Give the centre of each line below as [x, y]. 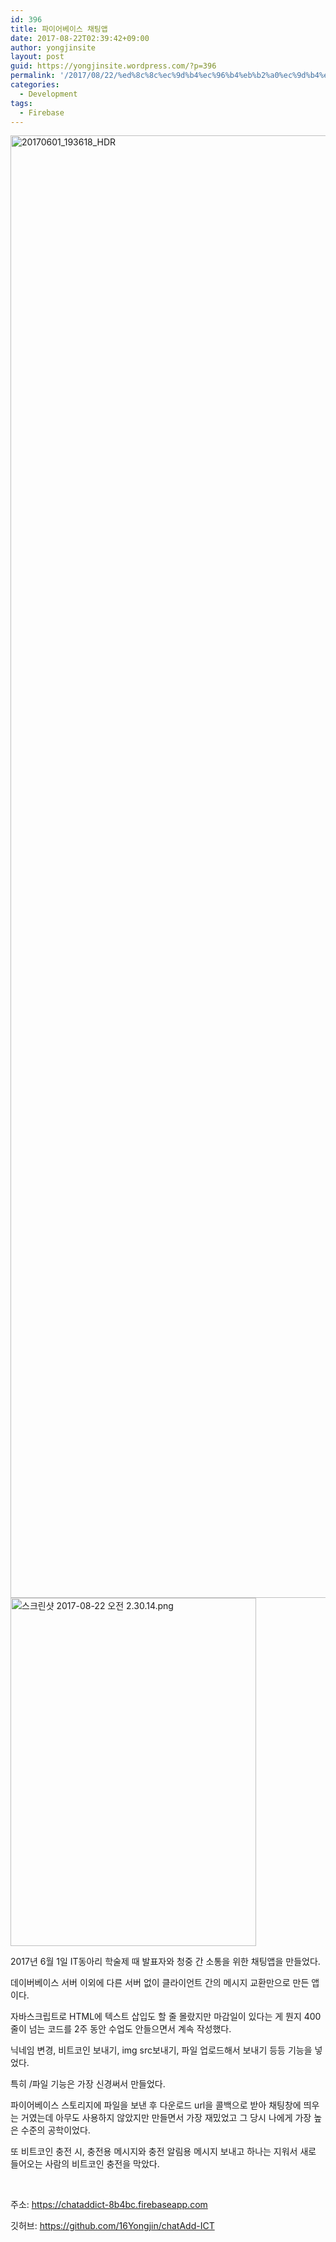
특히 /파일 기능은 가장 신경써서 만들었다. [88, 2084]
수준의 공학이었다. [55, 2130]
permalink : [33, 76]
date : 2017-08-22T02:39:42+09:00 [80, 38]
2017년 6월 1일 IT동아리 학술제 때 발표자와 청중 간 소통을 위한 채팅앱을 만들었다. [165, 1962]
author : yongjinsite [53, 47]
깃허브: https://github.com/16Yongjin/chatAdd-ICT [112, 2226]
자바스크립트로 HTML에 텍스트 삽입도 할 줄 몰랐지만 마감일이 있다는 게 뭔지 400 [166, 2017]
